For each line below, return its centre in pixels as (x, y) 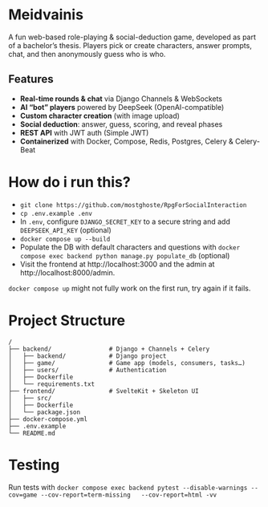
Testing (34, 465)
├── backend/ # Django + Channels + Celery (109, 349)
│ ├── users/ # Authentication (87, 370)
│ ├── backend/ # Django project (87, 356)
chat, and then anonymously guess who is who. (87, 54)
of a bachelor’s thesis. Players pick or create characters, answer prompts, (130, 45)
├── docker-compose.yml (48, 419)
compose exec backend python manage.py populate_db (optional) (125, 255)
